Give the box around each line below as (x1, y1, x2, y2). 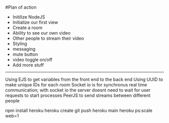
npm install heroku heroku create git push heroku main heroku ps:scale (5, 107, 152, 113)
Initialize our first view (12, 20, 58, 25)
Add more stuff (12, 62, 44, 68)
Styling (12, 41, 28, 47)
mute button (12, 51, 38, 57)
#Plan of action (5, 5, 37, 10)
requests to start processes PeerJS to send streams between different (5, 92, 151, 98)
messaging (12, 46, 36, 52)
